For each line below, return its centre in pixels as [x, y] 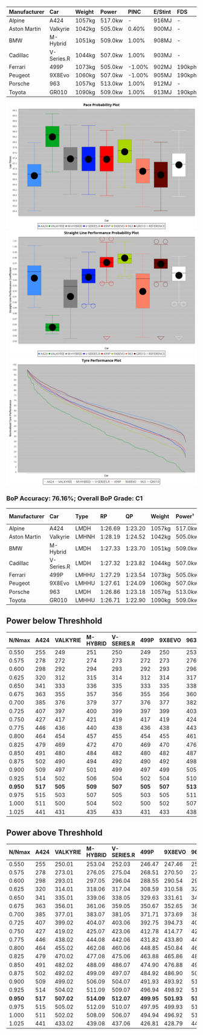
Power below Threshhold [54, 621]
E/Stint [162, 11]
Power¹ [185, 517]
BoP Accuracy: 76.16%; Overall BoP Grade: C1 [75, 498]
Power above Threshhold [54, 832]
